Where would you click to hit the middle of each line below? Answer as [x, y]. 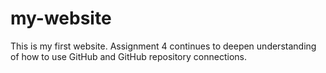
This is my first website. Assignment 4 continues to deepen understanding [163, 46]
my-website [61, 18]
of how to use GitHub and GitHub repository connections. [128, 56]
